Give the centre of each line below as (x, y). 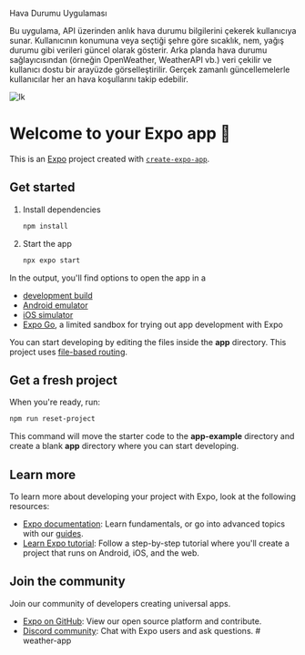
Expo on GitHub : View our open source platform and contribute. (142, 621)
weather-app (47, 640)
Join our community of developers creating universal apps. (120, 603)
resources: (30, 506)
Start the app (47, 243)
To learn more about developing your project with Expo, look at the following (152, 496)
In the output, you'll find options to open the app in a (108, 278)
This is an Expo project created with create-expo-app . (110, 159)
